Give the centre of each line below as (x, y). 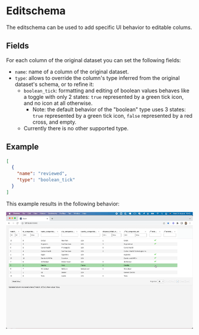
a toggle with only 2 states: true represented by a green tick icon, (104, 96)
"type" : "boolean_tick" (46, 180)
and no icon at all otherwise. (58, 103)
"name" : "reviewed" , (42, 174)
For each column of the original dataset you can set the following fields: (94, 60)
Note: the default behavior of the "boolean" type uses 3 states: (109, 109)
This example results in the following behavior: (63, 204)
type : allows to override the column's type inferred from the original (97, 78)
